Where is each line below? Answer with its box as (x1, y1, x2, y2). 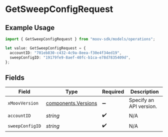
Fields (5, 73, 25, 82)
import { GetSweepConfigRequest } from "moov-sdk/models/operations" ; (5, 36, 155, 41)
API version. (128, 103, 157, 110)
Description (130, 88, 159, 95)
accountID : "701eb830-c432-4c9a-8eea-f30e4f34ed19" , (9, 50, 122, 55)
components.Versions (45, 100, 97, 107)
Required (102, 88, 124, 95)
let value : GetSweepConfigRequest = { (5, 45, 86, 50)
